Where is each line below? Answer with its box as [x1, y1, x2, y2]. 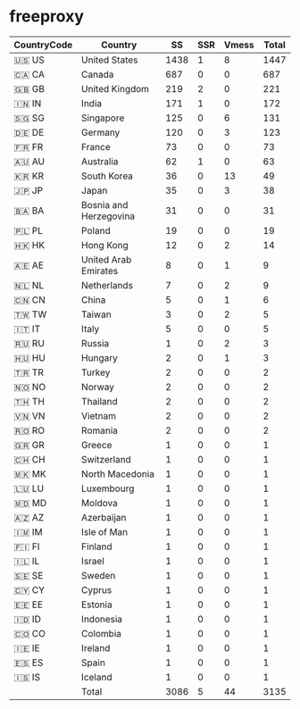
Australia [81, 154, 119, 167]
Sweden [81, 569, 116, 581]
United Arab [81, 253, 132, 265]
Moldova [81, 496, 118, 509]
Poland [81, 224, 111, 237]
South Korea [81, 170, 134, 182]
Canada [81, 68, 114, 80]
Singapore [81, 112, 125, 124]
